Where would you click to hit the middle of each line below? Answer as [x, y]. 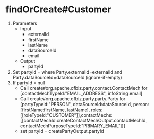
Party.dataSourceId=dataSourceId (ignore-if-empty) [67, 77]
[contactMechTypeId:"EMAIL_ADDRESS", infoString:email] [81, 93]
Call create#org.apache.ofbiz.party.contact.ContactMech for [84, 88]
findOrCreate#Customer [58, 9]
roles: [97, 110]
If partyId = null [29, 83]
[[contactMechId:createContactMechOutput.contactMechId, [83, 120]
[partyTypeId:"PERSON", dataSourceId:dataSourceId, [76, 104]
